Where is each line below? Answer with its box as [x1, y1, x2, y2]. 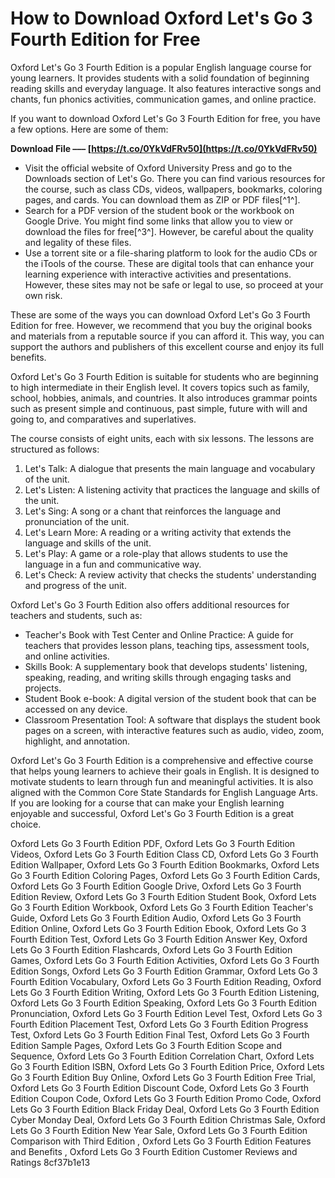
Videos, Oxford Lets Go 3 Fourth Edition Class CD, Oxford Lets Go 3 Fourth [10, 848, 319, 860]
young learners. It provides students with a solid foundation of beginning [10, 72, 310, 84]
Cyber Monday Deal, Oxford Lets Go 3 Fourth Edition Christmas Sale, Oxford [10, 1113, 326, 1126]
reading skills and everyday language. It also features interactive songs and [10, 82, 322, 94]
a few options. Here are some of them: [10, 123, 169, 135]
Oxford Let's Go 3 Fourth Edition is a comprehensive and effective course [10, 754, 314, 766]
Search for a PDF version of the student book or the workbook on [24, 204, 295, 216]
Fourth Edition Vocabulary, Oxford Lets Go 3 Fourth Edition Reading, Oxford [10, 975, 322, 987]
